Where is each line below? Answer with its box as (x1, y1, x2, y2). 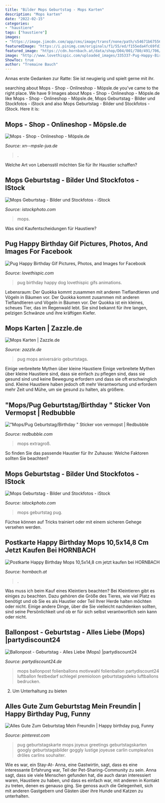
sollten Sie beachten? (5, 455, 49, 461)
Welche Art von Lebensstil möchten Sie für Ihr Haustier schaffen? (5, 162, 137, 168)
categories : (5, 21, 29, 26)
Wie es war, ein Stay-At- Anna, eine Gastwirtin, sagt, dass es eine (5, 762, 137, 768)
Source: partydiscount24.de (5, 658, 62, 664)
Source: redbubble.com (5, 431, 53, 437)
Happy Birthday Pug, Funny (5, 710, 91, 718)
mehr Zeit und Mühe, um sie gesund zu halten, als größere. (5, 387, 125, 392)
